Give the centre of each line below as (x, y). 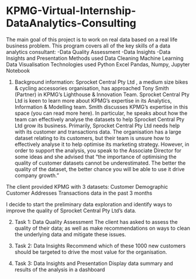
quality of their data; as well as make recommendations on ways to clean (102, 228)
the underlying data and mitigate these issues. (70, 234)
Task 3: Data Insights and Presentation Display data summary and (94, 263)
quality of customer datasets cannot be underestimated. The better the (100, 163)
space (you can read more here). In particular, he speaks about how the (101, 113)
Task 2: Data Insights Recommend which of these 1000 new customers (100, 246)
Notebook (18, 70)
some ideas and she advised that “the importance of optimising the (95, 156)
